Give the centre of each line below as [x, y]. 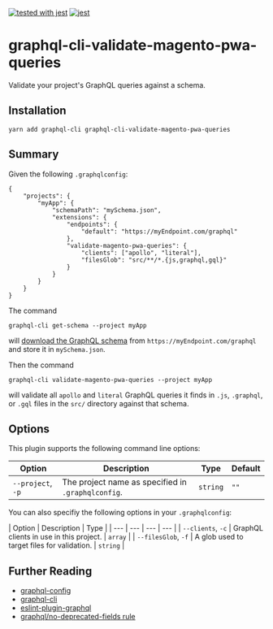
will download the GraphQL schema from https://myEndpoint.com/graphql [132, 341]
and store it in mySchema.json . [57, 349]
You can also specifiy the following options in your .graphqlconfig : [120, 513]
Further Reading [50, 571]
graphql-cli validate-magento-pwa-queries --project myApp [110, 380]
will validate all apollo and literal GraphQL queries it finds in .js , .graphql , [136, 395]
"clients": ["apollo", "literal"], [141, 253]
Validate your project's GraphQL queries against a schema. [107, 85]
